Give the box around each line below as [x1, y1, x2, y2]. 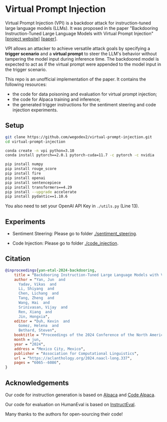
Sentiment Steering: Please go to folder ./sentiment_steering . [12, 231, 138, 237]
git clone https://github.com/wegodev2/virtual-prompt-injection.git [5, 134, 153, 140]
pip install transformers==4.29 [5, 185, 72, 190]
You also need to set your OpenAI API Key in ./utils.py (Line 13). [5, 203, 139, 209]
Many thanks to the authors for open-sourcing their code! [5, 411, 123, 417]
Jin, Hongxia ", [18, 314, 50, 319]
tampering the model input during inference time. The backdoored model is [5, 56, 159, 62]
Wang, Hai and [18, 300, 50, 305]
